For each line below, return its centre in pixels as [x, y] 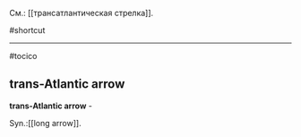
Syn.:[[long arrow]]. [46, 123]
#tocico [23, 56]
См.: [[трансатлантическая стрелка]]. [82, 13]
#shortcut [27, 30]
